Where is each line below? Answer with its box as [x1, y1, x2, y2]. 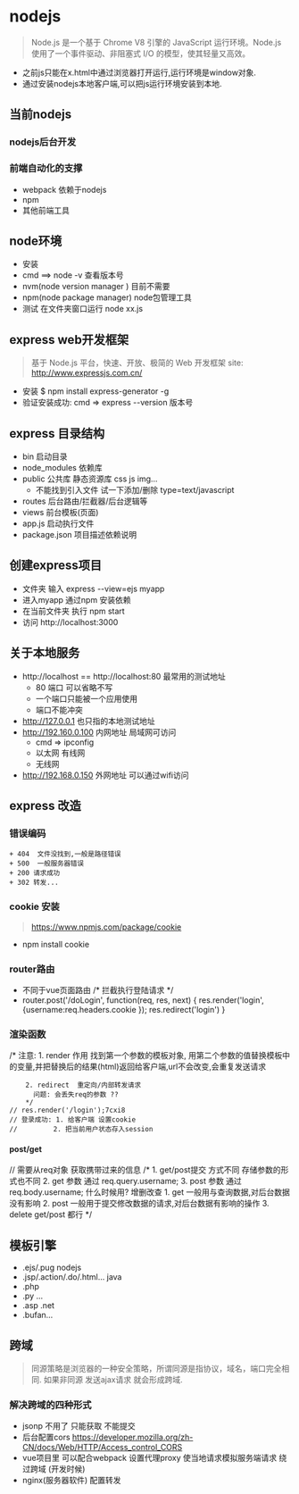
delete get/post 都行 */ [9, 1209, 93, 1220]
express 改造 [9, 798, 82, 814]
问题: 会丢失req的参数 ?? [32, 1090, 119, 1099]
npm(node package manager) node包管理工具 [21, 292, 192, 303]
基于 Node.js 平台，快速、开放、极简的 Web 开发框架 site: [30, 357, 244, 368]
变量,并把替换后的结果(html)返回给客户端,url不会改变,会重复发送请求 [16, 1061, 266, 1073]
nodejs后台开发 [9, 136, 77, 148]
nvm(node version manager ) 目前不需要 [21, 281, 171, 292]
